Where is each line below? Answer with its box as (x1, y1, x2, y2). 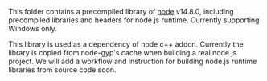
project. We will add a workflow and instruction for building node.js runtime (8, 56, 257, 66)
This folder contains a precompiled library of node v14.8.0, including (8, 7, 235, 16)
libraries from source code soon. (8, 65, 117, 75)
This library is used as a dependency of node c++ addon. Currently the (8, 39, 244, 49)
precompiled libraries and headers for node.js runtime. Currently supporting (8, 15, 260, 25)
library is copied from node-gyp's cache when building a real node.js (8, 48, 237, 57)
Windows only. (8, 24, 58, 33)
